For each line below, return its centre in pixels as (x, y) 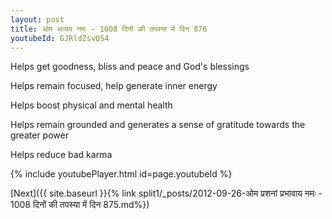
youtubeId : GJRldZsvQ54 (60, 38)
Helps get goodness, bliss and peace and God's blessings (130, 67)
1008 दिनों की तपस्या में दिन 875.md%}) (80, 205)
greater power (39, 135)
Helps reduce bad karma (61, 155)
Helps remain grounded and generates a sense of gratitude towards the (158, 125)
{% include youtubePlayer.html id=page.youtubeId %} (121, 174)
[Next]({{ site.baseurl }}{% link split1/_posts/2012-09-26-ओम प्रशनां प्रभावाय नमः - (166, 193)
